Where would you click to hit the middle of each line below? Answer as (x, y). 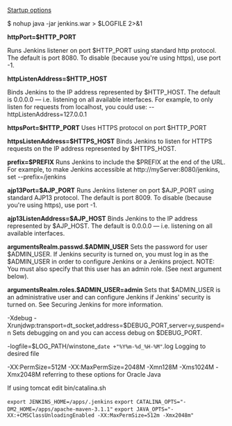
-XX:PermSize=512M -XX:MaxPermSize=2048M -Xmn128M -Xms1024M (110, 367)
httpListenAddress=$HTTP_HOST (57, 79)
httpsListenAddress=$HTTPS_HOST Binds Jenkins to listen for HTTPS (110, 141)
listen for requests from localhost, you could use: (77, 107)
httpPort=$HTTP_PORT (42, 37)
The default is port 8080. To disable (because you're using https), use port (114, 58)
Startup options (30, 10)
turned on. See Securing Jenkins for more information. (85, 304)
